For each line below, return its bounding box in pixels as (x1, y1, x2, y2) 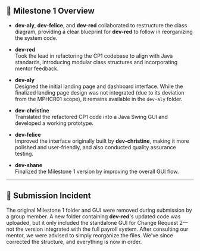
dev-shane (14, 161, 43, 168)
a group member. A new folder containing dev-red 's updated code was (6, 212, 181, 220)
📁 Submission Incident (6, 191, 91, 201)
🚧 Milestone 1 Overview (6, 6, 95, 16)
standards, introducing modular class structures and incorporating (14, 58, 178, 65)
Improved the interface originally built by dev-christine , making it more (14, 137, 189, 145)
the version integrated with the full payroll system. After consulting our (15, 225, 189, 233)
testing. (14, 150, 34, 157)
